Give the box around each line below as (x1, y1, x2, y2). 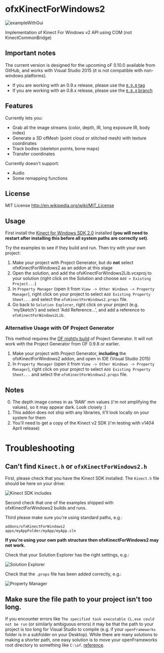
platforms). (24, 73, 47, 79)
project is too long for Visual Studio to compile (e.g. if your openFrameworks (5, 626, 156, 632)
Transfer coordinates (12, 151, 55, 157)
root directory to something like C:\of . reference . (5, 642, 105, 648)
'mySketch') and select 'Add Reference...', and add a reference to (12, 307, 145, 313)
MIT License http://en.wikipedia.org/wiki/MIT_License (5, 203, 115, 209)
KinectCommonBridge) (5, 35, 52, 41)
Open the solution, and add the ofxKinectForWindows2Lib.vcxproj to (12, 270, 152, 276)
